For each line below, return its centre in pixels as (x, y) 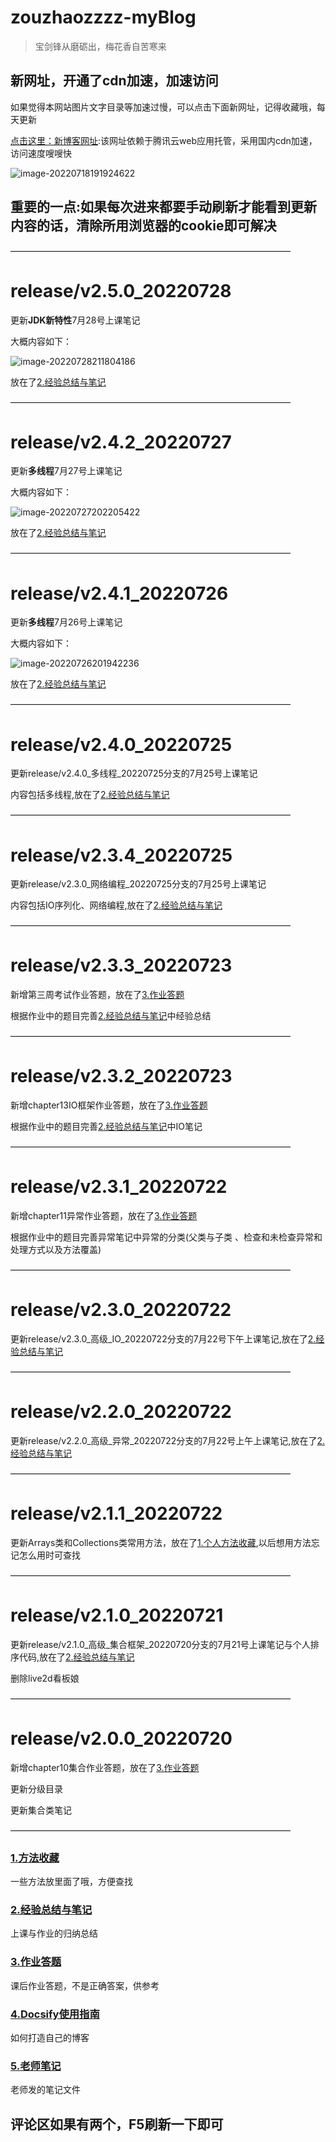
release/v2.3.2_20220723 (121, 1076)
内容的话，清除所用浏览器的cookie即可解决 (143, 226)
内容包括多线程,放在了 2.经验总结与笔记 (90, 795)
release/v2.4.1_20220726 (119, 593)
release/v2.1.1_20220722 (116, 1513)
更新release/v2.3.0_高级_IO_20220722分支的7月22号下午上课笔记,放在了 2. (163, 1339)
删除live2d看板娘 (45, 1678)
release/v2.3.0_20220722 (121, 1310)
